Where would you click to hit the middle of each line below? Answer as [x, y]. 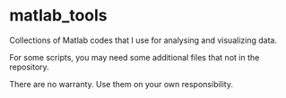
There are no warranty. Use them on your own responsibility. [121, 84]
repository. [29, 67]
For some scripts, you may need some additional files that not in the [134, 57]
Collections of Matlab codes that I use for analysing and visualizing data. [143, 40]
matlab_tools [58, 16]
